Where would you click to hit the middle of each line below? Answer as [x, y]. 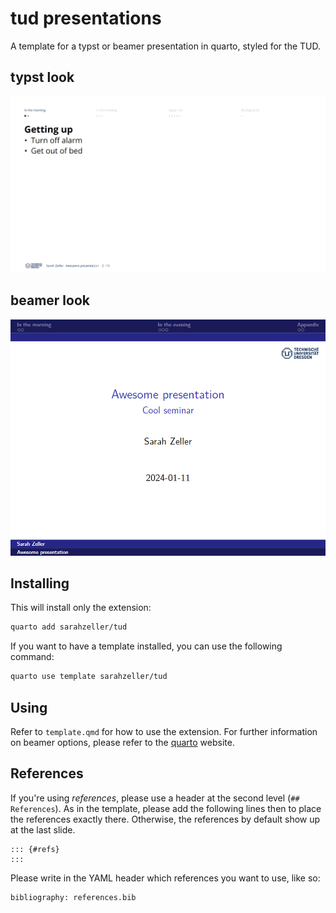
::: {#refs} [35, 849]
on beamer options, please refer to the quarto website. [122, 742]
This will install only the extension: [81, 608]
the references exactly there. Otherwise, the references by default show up [165, 819]
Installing [40, 583]
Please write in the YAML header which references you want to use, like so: [165, 878]
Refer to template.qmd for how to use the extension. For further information [164, 731]
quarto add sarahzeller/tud [69, 627]
